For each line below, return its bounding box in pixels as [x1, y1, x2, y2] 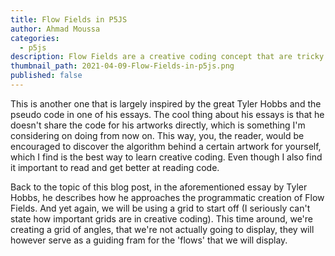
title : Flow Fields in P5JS [10, 14, 128, 25]
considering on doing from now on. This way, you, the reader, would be [10, 129, 305, 141]
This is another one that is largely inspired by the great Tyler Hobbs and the [10, 97, 322, 110]
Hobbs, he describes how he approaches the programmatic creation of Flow [10, 191, 325, 203]
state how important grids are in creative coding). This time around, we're [10, 212, 314, 225]
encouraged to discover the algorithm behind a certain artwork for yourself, [10, 140, 322, 152]
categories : [10, 33, 60, 43]
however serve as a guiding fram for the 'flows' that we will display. [10, 234, 288, 246]
